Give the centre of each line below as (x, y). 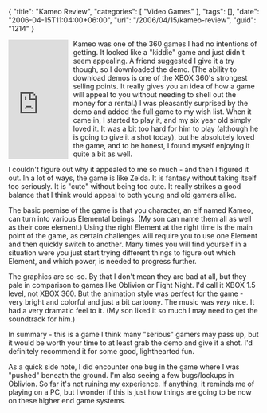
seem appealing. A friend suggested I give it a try (154, 61)
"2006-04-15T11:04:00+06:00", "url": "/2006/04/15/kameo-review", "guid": (132, 20)
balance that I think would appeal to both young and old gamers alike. (122, 195)
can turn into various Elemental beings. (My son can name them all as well (130, 219)
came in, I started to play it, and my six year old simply (162, 120)
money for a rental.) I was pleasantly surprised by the (161, 103)
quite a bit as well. (103, 154)
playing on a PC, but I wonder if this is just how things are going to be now (130, 392)
